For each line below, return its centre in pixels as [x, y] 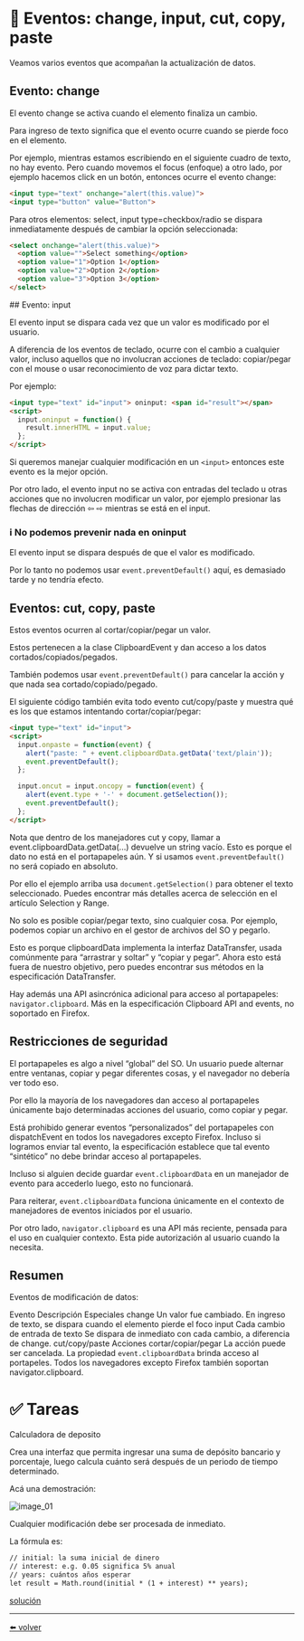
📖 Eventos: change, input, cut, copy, [148, 19]
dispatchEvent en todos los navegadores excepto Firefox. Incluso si [135, 1137]
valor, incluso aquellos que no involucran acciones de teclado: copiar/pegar [150, 359]
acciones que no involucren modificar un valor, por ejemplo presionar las [145, 498]
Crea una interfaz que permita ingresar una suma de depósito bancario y [145, 1452]
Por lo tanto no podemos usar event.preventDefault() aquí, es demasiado [148, 570]
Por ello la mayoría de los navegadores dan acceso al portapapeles [134, 1100]
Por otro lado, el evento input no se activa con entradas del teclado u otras [148, 489]
